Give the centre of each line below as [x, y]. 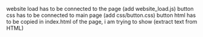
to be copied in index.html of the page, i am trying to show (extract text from [102, 22]
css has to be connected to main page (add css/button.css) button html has [101, 15]
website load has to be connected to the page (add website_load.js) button [100, 9]
